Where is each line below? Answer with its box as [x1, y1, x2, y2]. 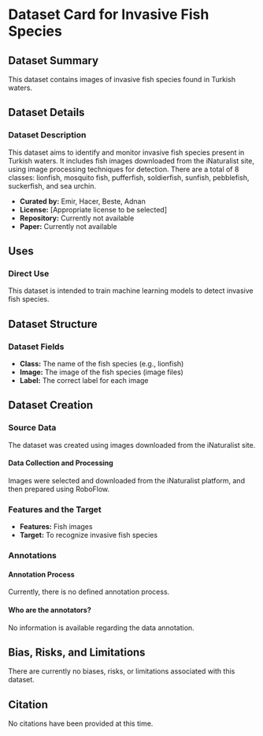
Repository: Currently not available [19, 213, 135, 223]
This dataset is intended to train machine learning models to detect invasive [8, 286, 254, 295]
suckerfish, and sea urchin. [8, 181, 97, 190]
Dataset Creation [8, 399, 94, 412]
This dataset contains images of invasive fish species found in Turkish [8, 75, 236, 84]
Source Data [8, 422, 57, 434]
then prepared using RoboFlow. [8, 484, 110, 494]
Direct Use [8, 268, 50, 279]
